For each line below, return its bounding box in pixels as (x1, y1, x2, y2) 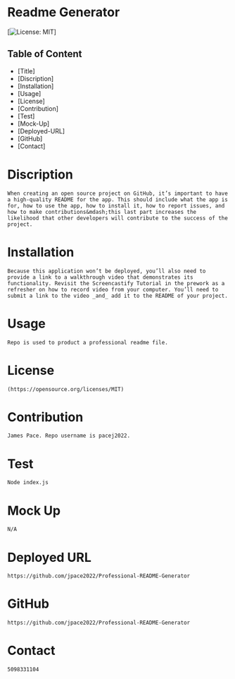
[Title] (17, 66, 35, 75)
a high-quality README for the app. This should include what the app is (7, 196, 229, 203)
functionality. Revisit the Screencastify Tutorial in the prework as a (7, 280, 225, 287)
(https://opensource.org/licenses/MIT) (7, 385, 125, 392)
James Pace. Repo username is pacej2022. (7, 432, 131, 440)
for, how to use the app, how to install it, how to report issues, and (7, 202, 225, 209)
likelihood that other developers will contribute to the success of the (7, 215, 229, 222)
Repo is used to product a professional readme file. (7, 339, 169, 346)
